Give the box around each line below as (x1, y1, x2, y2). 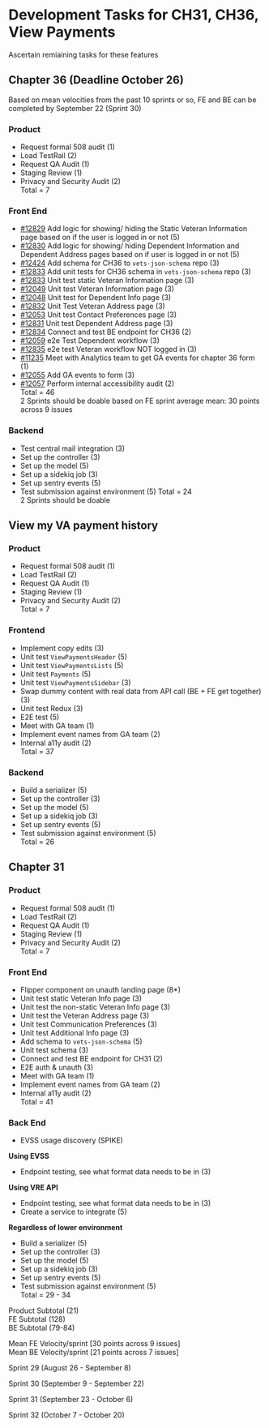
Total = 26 (19, 837, 55, 847)
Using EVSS (8, 1151, 50, 1161)
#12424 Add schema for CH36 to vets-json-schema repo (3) (19, 258, 220, 268)
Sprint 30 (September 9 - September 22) (8, 1379, 144, 1388)
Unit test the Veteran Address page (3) (19, 1010, 150, 1020)
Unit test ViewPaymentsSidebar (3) (19, 677, 131, 687)
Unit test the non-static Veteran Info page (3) (19, 1001, 171, 1011)
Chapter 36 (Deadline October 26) (8, 73, 184, 87)
